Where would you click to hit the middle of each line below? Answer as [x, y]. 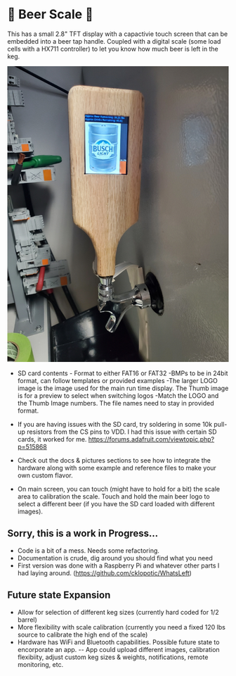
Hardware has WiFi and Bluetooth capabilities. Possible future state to [118, 642]
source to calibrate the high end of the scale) [83, 634]
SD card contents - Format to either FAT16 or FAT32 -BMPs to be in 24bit [123, 373]
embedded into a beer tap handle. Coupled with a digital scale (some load [114, 41]
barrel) [27, 620]
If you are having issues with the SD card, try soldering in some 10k [115, 424]
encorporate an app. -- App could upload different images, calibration [118, 649]
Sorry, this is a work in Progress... [83, 533]
